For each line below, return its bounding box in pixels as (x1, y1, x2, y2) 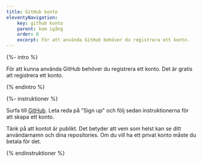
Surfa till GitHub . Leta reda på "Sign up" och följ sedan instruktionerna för (6, 107, 189, 114)
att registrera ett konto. (6, 72, 63, 79)
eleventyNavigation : (6, 15, 58, 21)
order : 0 (17, 31, 39, 37)
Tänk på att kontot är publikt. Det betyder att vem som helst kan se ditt (6, 125, 181, 132)
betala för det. (6, 138, 42, 145)
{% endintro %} (6, 83, 45, 91)
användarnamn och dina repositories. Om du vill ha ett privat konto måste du (6, 131, 197, 138)
